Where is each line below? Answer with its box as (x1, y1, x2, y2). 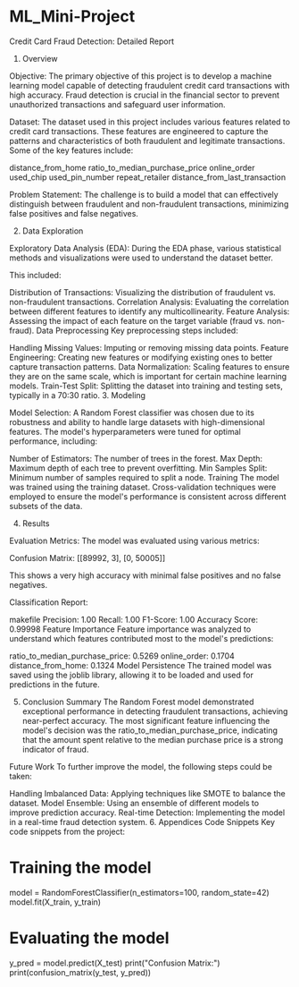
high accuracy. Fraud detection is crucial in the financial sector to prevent (9, 89, 279, 100)
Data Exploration (21, 225, 84, 236)
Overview (21, 53, 58, 64)
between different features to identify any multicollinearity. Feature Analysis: (9, 306, 290, 317)
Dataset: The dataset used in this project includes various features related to (9, 116, 291, 127)
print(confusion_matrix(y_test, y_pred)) (9, 966, 152, 977)
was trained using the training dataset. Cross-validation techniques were (9, 481, 277, 492)
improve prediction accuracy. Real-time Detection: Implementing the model (9, 807, 286, 818)
